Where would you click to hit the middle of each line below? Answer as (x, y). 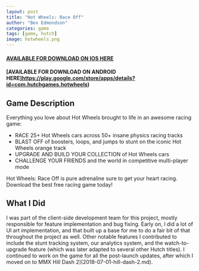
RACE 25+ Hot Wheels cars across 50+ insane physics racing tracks (99, 135)
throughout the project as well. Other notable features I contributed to (91, 237)
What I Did (26, 204)
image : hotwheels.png (33, 39)
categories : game (28, 28)
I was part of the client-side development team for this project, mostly (92, 218)
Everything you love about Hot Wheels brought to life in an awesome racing (99, 117)
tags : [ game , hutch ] (32, 34)
